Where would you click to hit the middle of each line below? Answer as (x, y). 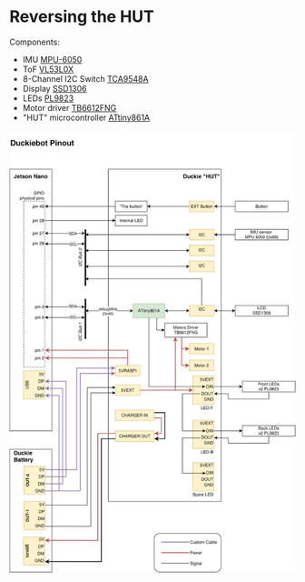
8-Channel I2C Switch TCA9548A (85, 78)
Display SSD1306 (55, 88)
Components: (35, 42)
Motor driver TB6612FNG (69, 107)
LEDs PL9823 (48, 98)
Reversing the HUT (82, 17)
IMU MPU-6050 (52, 59)
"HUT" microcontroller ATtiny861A (86, 117)
